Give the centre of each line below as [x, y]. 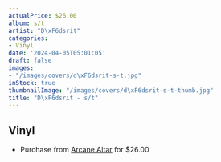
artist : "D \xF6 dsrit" [45, 30]
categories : [28, 38]
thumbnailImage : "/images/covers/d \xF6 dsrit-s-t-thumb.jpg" [111, 90]
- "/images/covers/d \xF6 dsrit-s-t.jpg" [75, 75]
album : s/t [27, 23]
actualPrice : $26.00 [43, 16]
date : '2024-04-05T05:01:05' [57, 53]
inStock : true [32, 83]
